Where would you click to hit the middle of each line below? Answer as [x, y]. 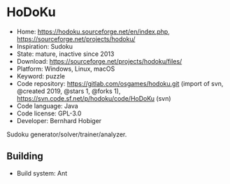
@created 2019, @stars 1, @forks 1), [69, 91]
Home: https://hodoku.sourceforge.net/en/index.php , [93, 31]
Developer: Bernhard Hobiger [59, 120]
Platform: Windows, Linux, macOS [66, 69]
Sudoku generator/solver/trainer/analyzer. [67, 134]
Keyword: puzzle [41, 76]
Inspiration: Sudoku [45, 46]
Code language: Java [47, 106]
